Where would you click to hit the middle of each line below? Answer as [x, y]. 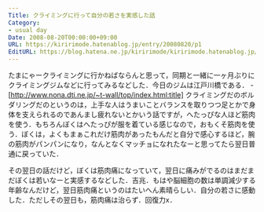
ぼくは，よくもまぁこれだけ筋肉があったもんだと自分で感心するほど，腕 [138, 134]
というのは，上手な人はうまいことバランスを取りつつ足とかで [149, 104]
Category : [24, 23]
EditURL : [22, 52]
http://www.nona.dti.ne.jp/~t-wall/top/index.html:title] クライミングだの [126, 95]
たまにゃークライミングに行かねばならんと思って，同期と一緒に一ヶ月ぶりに [132, 75]
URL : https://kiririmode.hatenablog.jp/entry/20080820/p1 [105, 45]
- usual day [27, 30]
